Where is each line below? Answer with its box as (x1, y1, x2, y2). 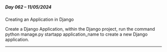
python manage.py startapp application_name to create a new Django (5, 31, 148, 37)
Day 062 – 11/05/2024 (5, 4, 52, 10)
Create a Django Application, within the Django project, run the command (5, 26, 155, 32)
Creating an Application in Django (5, 16, 74, 22)
